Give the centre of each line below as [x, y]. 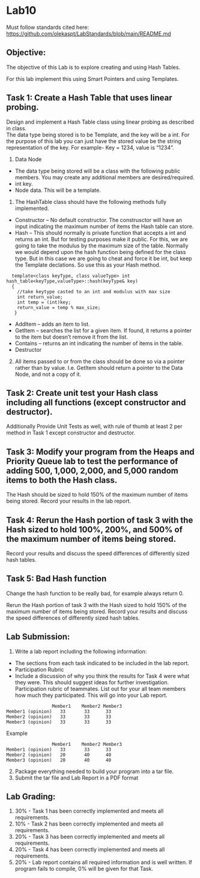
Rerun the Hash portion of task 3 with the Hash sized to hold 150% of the [97, 605]
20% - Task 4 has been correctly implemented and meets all [90, 850]
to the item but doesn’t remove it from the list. [71, 337]
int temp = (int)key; [44, 302]
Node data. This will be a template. [58, 190]
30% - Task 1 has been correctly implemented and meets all [89, 811]
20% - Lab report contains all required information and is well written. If [103, 862]
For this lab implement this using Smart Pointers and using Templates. [92, 78]
